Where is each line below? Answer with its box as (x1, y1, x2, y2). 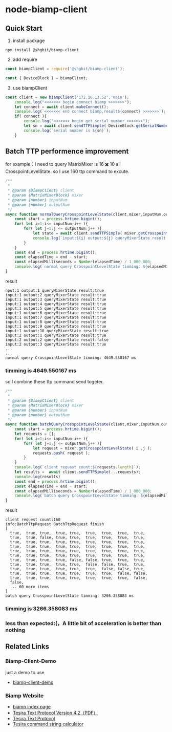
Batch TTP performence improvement (5, 147, 129, 156)
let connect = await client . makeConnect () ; (14, 104, 109, 110)
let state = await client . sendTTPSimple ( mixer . (32, 231, 139, 236)
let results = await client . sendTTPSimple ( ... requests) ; (14, 469, 141, 475)
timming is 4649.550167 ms (5, 367, 77, 374)
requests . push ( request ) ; (32, 450, 91, 456)
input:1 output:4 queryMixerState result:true (5, 301, 106, 307)
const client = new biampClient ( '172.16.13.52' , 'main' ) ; (5, 95, 130, 100)
